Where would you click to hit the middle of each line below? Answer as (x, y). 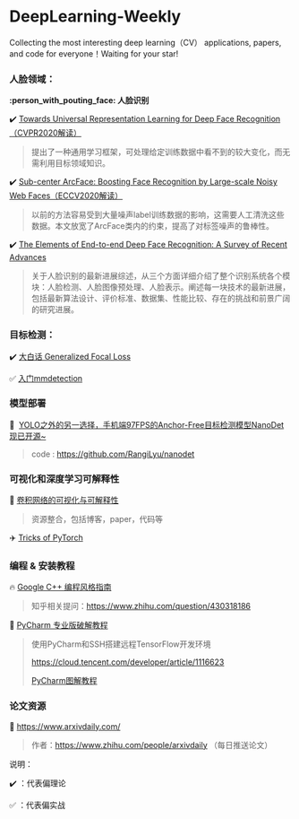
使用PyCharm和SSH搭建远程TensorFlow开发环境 (121, 644)
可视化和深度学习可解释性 (64, 479)
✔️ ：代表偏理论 (38, 783)
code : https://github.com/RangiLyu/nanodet (113, 454)
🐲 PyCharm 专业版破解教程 (59, 625)
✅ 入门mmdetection (46, 378)
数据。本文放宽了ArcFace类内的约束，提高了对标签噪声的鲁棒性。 (153, 226)
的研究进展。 (55, 309)
